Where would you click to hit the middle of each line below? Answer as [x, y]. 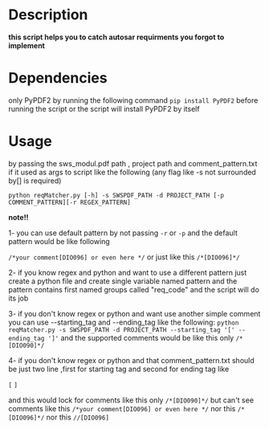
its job [18, 298]
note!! [19, 217]
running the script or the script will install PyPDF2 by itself [104, 108]
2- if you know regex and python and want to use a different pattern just [128, 272]
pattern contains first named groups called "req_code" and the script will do [134, 289]
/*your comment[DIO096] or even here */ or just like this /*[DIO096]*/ [124, 257]
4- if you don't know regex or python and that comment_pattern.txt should [131, 360]
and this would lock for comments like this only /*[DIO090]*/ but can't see [131, 400]
